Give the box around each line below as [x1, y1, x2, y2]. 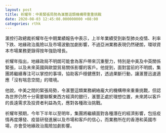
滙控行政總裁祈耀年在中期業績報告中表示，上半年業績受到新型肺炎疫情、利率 [5, 35, 161, 41]
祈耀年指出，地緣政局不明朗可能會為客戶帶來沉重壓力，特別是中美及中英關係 [5, 58, 161, 65]
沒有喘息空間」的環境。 [13, 77, 62, 83]
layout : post [5, 7, 32, 12]
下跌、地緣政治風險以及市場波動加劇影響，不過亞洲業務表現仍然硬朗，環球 [5, 42, 157, 48]
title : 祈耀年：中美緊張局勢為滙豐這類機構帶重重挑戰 [5, 12, 102, 17]
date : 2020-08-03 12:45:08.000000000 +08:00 [5, 16, 98, 21]
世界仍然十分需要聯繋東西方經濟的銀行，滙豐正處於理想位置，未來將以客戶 [9, 94, 161, 100]
